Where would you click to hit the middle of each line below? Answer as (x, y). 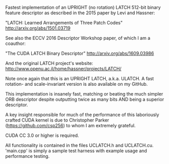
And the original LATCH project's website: (49, 63)
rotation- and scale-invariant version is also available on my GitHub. (77, 84)
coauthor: (16, 43)
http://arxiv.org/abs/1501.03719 (38, 28)
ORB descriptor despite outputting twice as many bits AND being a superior (85, 99)
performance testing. (28, 156)
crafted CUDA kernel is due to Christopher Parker (57, 120)
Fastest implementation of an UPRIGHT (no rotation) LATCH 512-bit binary (83, 7)
